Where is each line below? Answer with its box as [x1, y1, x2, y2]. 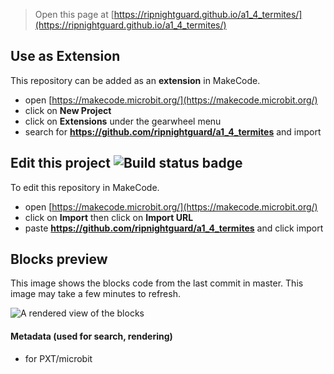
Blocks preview [10, 251, 108, 268]
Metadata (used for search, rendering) [10, 330, 173, 343]
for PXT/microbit [24, 352, 93, 364]
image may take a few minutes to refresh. [10, 288, 181, 300]
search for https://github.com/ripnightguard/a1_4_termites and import [24, 125, 322, 138]
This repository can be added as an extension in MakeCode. [10, 74, 261, 86]
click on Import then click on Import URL [24, 211, 194, 223]
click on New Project [24, 104, 112, 116]
